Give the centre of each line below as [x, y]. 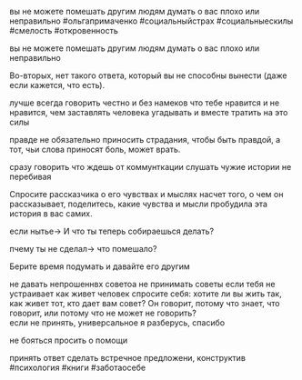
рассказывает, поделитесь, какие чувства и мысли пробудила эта [139, 204]
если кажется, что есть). [57, 85]
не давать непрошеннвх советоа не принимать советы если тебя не [142, 284]
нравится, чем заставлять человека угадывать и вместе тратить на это [149, 112]
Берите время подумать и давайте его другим [100, 266]
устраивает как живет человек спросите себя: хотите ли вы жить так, [146, 294]
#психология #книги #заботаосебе [78, 367]
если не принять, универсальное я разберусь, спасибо [117, 323]
